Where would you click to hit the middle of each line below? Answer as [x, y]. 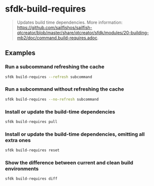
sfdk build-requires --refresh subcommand [49, 77]
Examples [20, 53]
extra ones [18, 140]
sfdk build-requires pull [31, 122]
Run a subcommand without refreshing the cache [65, 89]
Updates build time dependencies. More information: [70, 22]
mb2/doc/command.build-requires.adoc [57, 38]
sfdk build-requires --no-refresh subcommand [52, 99]
